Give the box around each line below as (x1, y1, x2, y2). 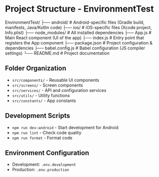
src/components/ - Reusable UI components (12, 77, 99, 83)
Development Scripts (5, 112, 70, 120)
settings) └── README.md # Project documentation (5, 50, 110, 56)
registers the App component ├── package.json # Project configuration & (5, 40, 153, 45)
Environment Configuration (5, 148, 89, 157)
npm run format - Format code (12, 134, 73, 141)
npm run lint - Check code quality (12, 130, 81, 135)
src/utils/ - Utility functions (12, 92, 70, 98)
